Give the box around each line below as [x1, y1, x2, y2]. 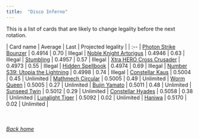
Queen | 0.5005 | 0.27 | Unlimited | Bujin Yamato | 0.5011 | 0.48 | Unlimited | [6, 81, 192, 88]
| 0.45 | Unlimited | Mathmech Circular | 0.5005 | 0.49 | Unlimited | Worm [6, 75, 185, 82]
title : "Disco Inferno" [6, 8, 68, 15]
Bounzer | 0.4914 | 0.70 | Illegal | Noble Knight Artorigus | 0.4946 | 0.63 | [6, 49, 185, 57]
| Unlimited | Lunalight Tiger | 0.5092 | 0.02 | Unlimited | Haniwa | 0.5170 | [6, 94, 187, 101]
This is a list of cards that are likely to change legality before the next [6, 25, 176, 32]
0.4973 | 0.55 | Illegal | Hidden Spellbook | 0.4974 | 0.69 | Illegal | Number [6, 62, 188, 69]
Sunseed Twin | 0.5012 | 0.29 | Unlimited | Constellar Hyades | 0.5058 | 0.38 [6, 87, 193, 94]
